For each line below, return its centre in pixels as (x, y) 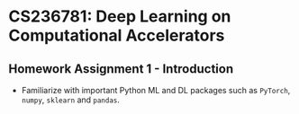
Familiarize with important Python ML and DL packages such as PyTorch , (156, 90)
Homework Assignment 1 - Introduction (121, 69)
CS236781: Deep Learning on (120, 17)
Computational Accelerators (117, 35)
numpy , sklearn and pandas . (71, 100)
